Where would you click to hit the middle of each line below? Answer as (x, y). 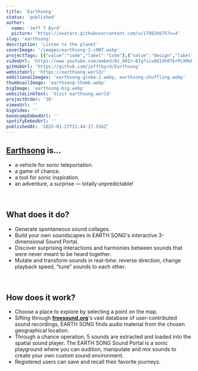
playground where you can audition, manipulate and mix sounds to (95, 349)
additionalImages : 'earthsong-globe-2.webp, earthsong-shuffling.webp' (96, 77)
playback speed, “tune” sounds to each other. (70, 267)
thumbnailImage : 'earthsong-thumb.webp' (57, 83)
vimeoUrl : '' (22, 105)
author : (16, 22)
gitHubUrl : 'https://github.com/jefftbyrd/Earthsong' (74, 66)
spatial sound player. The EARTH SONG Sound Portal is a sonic (91, 343)
